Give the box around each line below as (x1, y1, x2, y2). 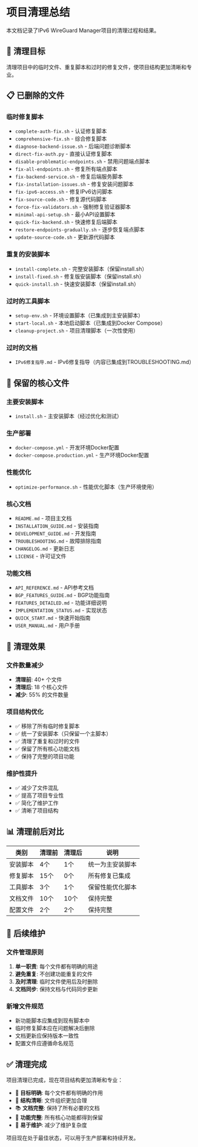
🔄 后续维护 (6, 928, 45, 939)
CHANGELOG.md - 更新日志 (15, 544, 75, 552)
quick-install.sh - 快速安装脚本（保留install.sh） (15, 280, 139, 288)
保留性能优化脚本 (88, 883, 137, 891)
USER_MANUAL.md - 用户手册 (15, 622, 81, 629)
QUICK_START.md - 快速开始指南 (15, 614, 91, 621)
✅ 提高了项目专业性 (15, 792, 64, 799)
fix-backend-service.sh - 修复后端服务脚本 (15, 173, 123, 180)
